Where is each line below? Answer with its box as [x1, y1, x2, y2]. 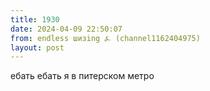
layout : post [10, 42, 65, 53]
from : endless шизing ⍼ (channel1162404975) [10, 33, 201, 43]
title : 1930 [10, 14, 60, 25]
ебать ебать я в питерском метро [10, 70, 155, 82]
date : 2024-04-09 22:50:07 [10, 24, 123, 34]
